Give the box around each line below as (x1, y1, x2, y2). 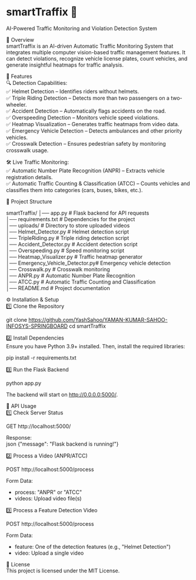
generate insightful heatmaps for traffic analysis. (6, 61, 124, 68)
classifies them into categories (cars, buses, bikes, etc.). (6, 186, 143, 193)
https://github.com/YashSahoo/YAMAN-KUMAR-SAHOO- (28, 316, 168, 323)
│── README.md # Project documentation (6, 284, 110, 291)
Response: (6, 434, 32, 441)
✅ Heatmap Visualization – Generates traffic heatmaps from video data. (6, 120, 180, 127)
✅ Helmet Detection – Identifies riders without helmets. (6, 88, 139, 95)
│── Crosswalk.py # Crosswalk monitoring (6, 265, 110, 273)
